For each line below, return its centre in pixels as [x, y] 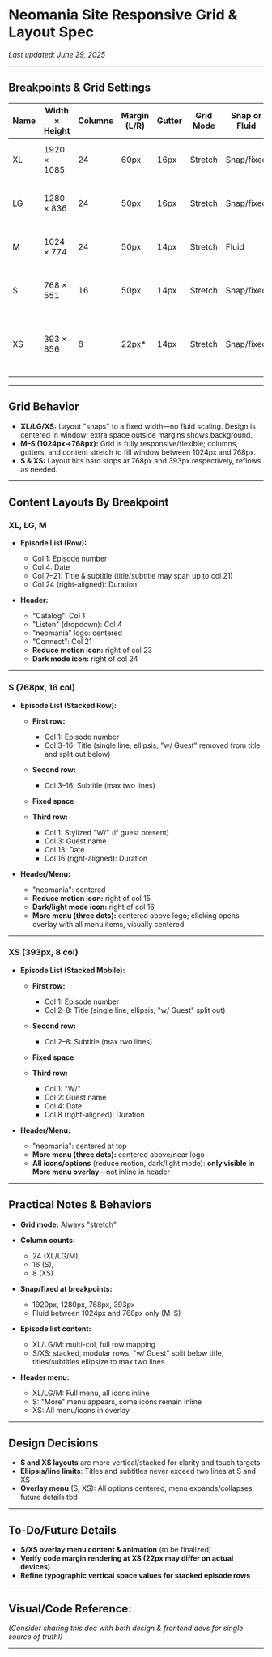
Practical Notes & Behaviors [80, 1205]
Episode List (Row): [53, 543]
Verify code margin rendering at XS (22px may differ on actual [127, 1558]
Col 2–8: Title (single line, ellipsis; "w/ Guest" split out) [135, 1010]
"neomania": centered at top [79, 1146]
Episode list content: [55, 1328]
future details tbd [49, 1497]
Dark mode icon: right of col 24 [85, 659]
